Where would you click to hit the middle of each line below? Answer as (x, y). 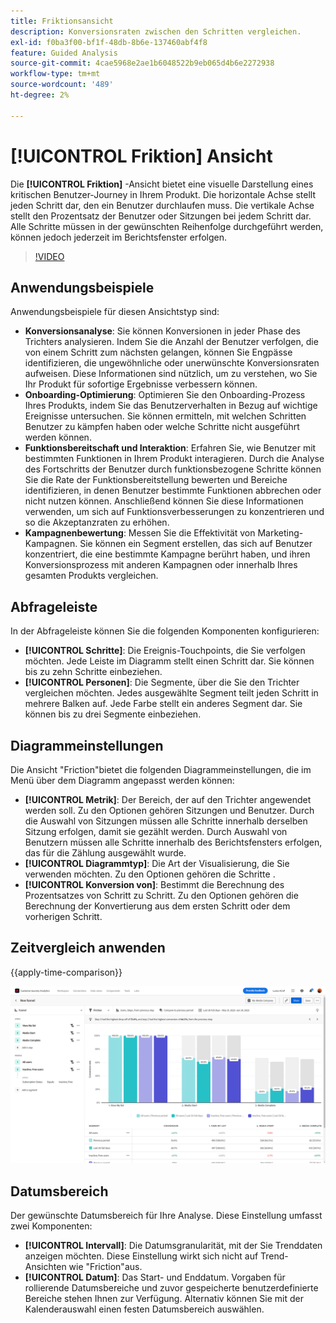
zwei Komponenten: (51, 1226)
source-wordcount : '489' (62, 85)
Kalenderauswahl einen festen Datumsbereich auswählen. (144, 1309)
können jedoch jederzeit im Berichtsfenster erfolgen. (119, 237)
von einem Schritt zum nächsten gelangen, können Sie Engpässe (158, 352)
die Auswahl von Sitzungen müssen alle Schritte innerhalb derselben (166, 821)
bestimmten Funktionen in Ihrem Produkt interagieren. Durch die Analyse (174, 459)
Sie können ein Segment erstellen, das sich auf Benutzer (196, 544)
